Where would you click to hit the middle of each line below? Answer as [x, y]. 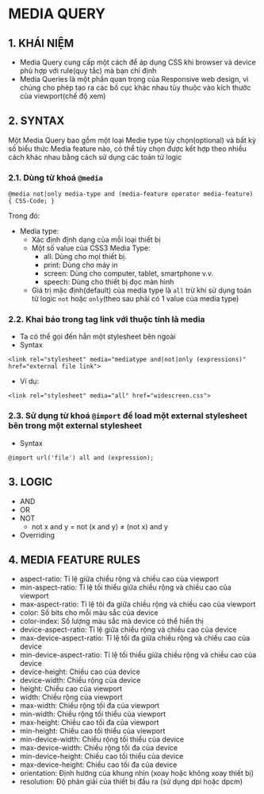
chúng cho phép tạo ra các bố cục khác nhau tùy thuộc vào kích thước [135, 87]
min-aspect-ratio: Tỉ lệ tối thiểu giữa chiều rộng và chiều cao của [125, 587]
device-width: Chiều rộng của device [80, 680]
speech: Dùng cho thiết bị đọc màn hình [109, 282]
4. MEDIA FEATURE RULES [75, 560]
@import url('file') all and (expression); [81, 458]
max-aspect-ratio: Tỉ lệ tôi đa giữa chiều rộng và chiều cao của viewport [138, 604]
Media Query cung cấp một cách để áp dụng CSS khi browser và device [138, 62]
